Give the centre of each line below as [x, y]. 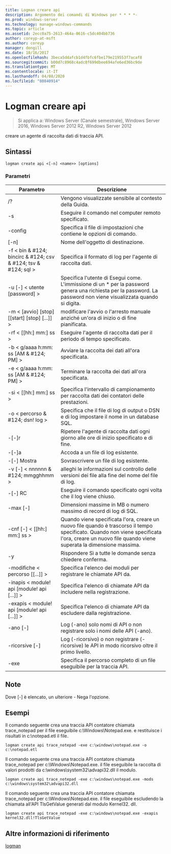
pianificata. [74, 324]
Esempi [17, 713]
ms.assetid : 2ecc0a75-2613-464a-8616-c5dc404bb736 [60, 34]
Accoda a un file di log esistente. [99, 452]
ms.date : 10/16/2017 [27, 53]
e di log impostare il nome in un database [110, 417]
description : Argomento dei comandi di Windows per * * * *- [72, 15]
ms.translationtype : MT [31, 67]
